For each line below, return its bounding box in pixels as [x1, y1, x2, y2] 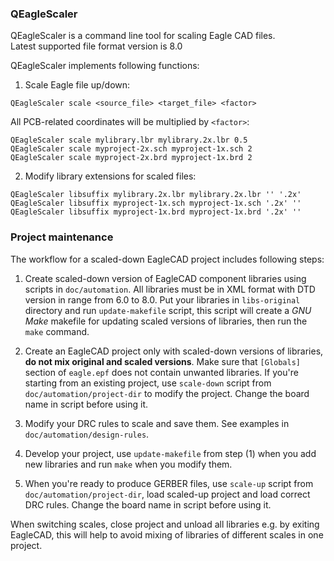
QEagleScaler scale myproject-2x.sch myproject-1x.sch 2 [10, 144, 253, 154]
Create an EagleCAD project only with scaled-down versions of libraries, [24, 345, 324, 357]
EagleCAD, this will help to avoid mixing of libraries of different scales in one [10, 528, 324, 541]
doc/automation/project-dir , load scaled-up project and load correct [24, 488, 311, 500]
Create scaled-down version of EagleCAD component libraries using [24, 272, 307, 284]
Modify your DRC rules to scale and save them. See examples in [24, 417, 290, 429]
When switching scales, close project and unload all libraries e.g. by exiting [10, 518, 320, 530]
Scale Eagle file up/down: [24, 79, 131, 91]
